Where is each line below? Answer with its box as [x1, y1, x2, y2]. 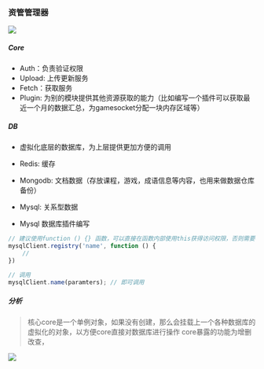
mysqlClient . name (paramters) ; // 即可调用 [8, 278, 145, 286]
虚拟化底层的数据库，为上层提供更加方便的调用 [19, 142, 171, 152]
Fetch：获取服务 [19, 83, 73, 93]
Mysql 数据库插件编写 [19, 219, 90, 229]
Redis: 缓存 [19, 159, 57, 168]
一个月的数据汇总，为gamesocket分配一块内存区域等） [26, 103, 204, 113]
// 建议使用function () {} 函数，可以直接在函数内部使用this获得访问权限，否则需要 [8, 234, 255, 243]
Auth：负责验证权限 [19, 64, 84, 73]
